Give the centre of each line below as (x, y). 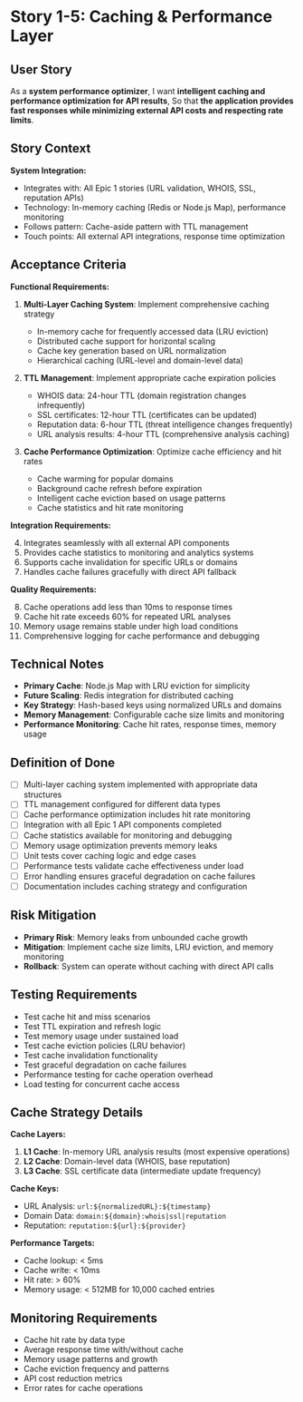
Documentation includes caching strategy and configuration (135, 886)
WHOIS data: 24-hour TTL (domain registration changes (142, 395)
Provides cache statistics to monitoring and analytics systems (138, 552)
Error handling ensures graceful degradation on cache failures (139, 876)
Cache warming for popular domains (105, 479)
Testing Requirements (74, 995)
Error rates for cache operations (83, 1388)
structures (43, 794)
